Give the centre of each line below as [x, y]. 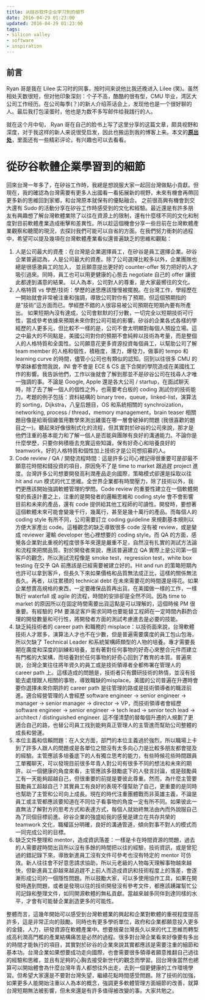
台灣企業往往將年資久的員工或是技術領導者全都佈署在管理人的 [103, 664]
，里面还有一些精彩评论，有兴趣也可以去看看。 [70, 140]
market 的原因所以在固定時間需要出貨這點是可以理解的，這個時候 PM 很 [105, 603]
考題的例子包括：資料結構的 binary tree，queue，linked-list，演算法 [111, 397]
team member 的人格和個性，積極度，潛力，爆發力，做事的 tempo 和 [102, 351]
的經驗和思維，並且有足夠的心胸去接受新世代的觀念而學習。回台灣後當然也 [100, 960]
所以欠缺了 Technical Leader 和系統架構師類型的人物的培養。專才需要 [103, 642]
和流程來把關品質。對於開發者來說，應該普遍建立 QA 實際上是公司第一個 [106, 550]
